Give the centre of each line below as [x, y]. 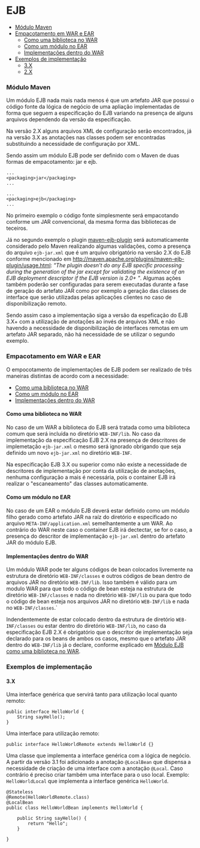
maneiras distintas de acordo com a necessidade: [68, 376]
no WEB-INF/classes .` [32, 608]
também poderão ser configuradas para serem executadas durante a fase [97, 284]
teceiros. [17, 228]
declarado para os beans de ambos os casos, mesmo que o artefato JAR [96, 639]
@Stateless [20, 792]
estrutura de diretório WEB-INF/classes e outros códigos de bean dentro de [98, 576]
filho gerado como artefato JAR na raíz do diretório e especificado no [92, 517]
